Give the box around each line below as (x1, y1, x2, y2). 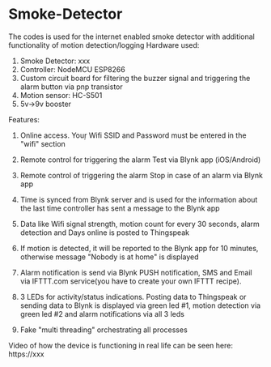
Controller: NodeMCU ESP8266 (19, 64, 125, 74)
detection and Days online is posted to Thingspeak (19, 228, 190, 237)
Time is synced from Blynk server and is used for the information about (19, 194, 258, 204)
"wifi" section (19, 139, 66, 148)
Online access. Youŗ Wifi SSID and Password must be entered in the (19, 130, 247, 140)
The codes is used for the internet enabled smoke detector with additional (8, 32, 255, 41)
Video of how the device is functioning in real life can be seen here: (8, 340, 233, 350)
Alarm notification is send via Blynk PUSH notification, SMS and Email (19, 267, 252, 277)
